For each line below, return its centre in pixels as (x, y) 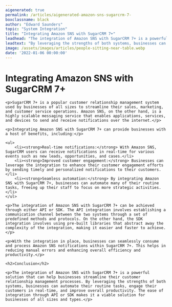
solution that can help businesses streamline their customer (73, 277)
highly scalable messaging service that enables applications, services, (86, 116)
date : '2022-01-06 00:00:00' (36, 53)
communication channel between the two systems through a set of (76, 215)
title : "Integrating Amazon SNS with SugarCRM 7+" (60, 34)
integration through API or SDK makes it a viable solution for (75, 295)
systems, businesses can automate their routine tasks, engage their (81, 286)
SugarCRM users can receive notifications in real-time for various (80, 152)
